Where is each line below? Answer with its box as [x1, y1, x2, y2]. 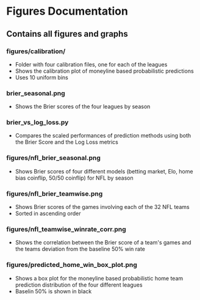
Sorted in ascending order [15, 210, 81, 218]
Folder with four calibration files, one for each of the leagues [15, 60, 168, 68]
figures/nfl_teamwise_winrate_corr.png [6, 225, 126, 233]
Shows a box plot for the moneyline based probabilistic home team [15, 274, 184, 282]
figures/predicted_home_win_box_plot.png [6, 261, 137, 269]
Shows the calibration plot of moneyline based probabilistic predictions [15, 67, 194, 75]
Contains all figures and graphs [6, 29, 128, 39]
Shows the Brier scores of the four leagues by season [15, 103, 151, 111]
